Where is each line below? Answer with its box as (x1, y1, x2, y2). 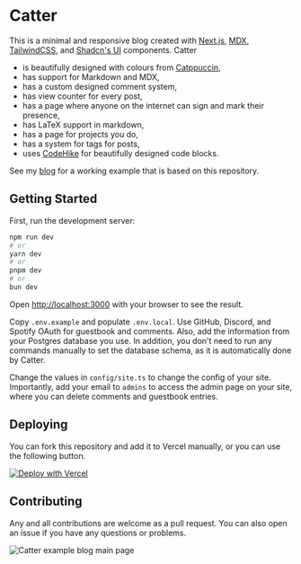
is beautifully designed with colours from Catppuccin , (22, 62, 221, 73)
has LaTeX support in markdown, (22, 119, 145, 130)
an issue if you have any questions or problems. (9, 527, 187, 538)
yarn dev (9, 249, 42, 259)
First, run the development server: (9, 215, 136, 225)
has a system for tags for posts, (22, 138, 140, 149)
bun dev (9, 283, 39, 292)
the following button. (9, 450, 86, 461)
